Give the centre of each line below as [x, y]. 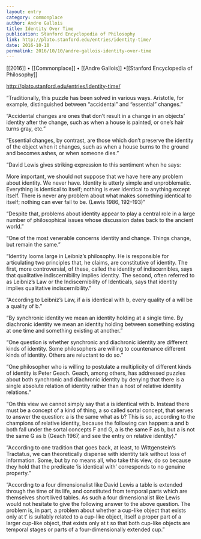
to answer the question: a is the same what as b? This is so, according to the [101, 416]
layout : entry [24, 12]
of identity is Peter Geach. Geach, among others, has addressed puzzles [96, 373]
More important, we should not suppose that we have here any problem [94, 176]
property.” [19, 473]
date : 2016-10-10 [28, 46]
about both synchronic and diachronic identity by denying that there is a [95, 379]
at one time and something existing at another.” [64, 330]
